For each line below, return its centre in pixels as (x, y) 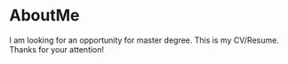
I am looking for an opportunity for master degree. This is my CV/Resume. (144, 40)
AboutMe (44, 16)
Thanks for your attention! (57, 49)
